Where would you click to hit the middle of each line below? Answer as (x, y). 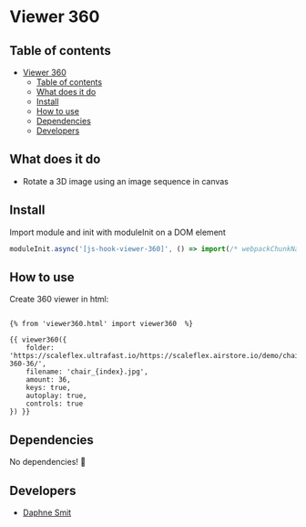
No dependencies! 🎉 (48, 462)
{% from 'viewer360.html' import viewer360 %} (102, 324)
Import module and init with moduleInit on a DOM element (117, 232)
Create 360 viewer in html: (59, 300)
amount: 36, (48, 380)
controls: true (55, 404)
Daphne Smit (47, 512)
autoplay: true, (57, 396)
